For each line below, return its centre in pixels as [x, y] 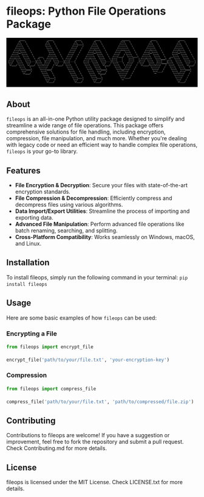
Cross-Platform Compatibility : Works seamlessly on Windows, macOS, [105, 237]
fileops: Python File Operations [86, 11]
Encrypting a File [32, 334]
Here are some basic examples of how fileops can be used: [81, 318]
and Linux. [28, 243]
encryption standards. [43, 191]
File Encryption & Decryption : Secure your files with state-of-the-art [101, 185]
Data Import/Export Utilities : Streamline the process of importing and [102, 211]
